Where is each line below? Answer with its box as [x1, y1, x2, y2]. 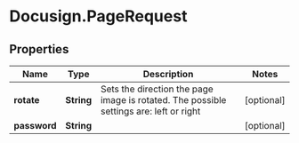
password [13, 120, 57, 131]
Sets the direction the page [101, 83, 214, 95]
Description [142, 68, 194, 80]
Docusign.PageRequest [9, 6, 188, 27]
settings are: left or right [101, 105, 201, 117]
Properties [9, 42, 69, 57]
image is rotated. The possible [101, 94, 227, 106]
